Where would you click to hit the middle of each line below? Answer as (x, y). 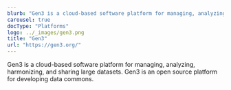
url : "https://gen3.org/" (44, 45)
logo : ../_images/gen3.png (46, 32)
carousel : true (29, 20)
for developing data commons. (51, 79)
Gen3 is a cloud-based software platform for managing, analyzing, (101, 64)
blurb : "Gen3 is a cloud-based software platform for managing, (101, 13)
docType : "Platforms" (38, 26)
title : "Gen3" (27, 39)
